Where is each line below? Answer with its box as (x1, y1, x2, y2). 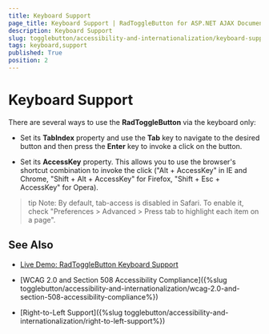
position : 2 (8, 57, 48, 65)
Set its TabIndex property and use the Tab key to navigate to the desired (19, 133, 260, 143)
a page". (27, 215, 56, 224)
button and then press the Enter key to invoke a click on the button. (19, 141, 243, 151)
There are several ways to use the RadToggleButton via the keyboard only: (8, 117, 256, 127)
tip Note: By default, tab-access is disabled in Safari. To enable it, (27, 198, 244, 207)
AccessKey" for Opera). (19, 182, 98, 192)
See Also (8, 238, 54, 252)
